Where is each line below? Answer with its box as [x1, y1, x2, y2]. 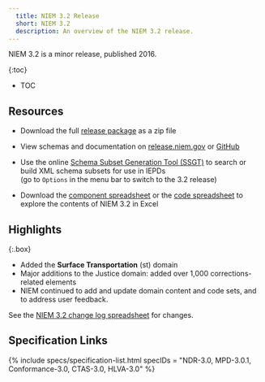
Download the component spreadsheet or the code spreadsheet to [19, 190, 243, 200]
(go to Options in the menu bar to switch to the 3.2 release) [19, 175, 217, 184]
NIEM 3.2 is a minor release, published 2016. [8, 50, 157, 59]
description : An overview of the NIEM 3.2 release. [15, 27, 194, 35]
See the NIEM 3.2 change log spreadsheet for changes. [8, 310, 194, 319]
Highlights [8, 223, 62, 237]
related [19, 277, 45, 287]
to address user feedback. [19, 294, 109, 304]
